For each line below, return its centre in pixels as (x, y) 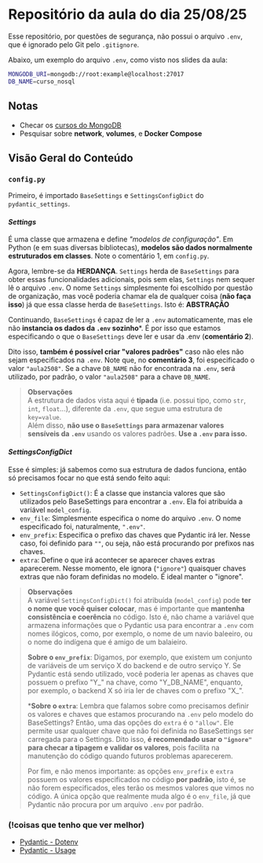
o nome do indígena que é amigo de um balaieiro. (108, 641)
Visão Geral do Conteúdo (71, 158)
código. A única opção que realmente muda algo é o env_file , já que (139, 796)
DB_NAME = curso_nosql (42, 81)
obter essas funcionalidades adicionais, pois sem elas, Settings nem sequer (131, 280)
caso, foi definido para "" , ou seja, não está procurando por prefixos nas (137, 543)
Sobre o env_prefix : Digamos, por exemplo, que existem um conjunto (140, 657)
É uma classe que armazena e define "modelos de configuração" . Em (121, 239)
